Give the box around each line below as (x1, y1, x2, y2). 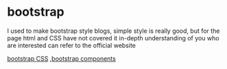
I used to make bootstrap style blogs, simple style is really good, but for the (7, 27, 220, 35)
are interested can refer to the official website (7, 41, 136, 49)
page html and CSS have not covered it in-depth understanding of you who (7, 33, 219, 42)
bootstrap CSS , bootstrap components (7, 54, 117, 62)
